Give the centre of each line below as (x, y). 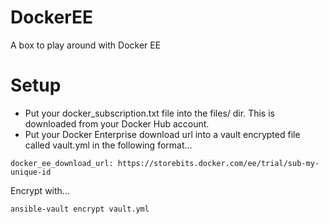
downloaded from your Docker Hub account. (117, 123)
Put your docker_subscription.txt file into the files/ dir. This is (149, 113)
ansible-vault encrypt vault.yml (80, 209)
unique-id (31, 172)
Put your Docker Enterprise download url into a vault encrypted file (162, 134)
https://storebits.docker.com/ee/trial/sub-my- (218, 163)
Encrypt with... (40, 190)
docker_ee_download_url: (62, 163)
